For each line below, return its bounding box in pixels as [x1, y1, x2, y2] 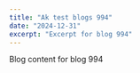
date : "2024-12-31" [9, 21, 82, 30]
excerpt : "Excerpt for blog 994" [9, 29, 133, 38]
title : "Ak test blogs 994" [9, 12, 113, 22]
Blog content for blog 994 [9, 54, 104, 65]
